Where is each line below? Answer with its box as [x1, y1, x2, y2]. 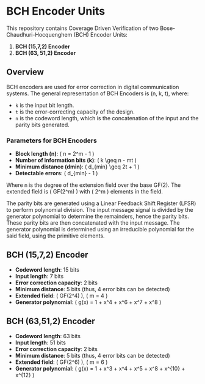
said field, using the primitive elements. [6, 232, 105, 239]
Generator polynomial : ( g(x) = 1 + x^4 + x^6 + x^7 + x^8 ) [15, 298, 162, 306]
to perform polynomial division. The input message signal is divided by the [6, 206, 193, 214]
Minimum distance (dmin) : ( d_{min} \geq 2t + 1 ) [15, 163, 140, 170]
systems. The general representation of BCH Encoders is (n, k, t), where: [6, 90, 189, 97]
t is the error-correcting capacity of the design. [15, 108, 135, 115]
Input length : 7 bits [15, 272, 64, 280]
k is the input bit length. [15, 101, 74, 109]
